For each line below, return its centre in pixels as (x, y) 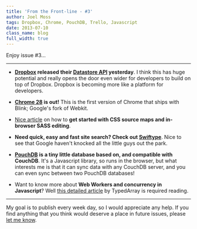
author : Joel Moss (28, 17)
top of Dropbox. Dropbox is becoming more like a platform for (89, 84)
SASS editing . (54, 126)
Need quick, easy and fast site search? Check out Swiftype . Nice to (98, 137)
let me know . (21, 220)
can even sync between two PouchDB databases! (74, 173)
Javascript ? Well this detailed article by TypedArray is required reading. (101, 191)
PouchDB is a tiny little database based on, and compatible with (94, 155)
